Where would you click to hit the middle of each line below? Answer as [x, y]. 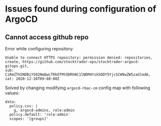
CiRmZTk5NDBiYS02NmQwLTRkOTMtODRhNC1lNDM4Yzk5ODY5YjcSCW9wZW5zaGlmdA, [78, 75]
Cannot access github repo [47, 37]
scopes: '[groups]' [29, 119]
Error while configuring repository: [40, 49]
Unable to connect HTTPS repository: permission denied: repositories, [79, 58]
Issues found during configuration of [81, 9]
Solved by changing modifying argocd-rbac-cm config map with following [78, 88]
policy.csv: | [24, 106]
